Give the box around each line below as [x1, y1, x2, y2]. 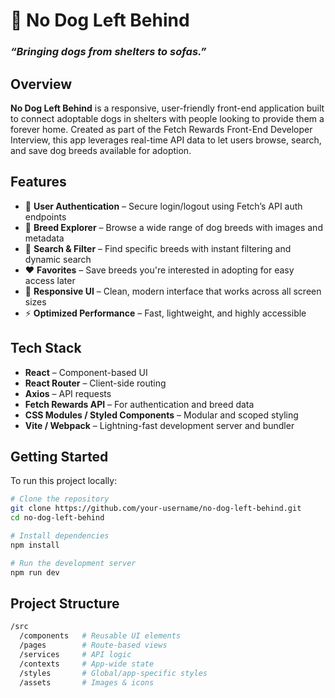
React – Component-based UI [24, 366, 148, 378]
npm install [10, 540, 60, 550]
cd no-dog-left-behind [10, 513, 105, 523]
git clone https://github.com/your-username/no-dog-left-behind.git [10, 504, 302, 514]
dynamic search [24, 253, 92, 265]
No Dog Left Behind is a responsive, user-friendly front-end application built [10, 102, 325, 114]
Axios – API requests [24, 387, 112, 399]
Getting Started [10, 448, 109, 465]
